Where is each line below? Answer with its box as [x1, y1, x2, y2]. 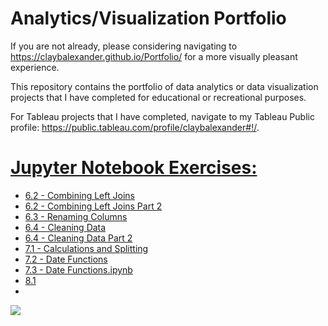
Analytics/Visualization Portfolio [10, 7, 287, 30]
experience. [10, 61, 60, 73]
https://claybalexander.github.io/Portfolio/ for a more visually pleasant [10, 50, 298, 62]
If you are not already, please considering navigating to [10, 40, 238, 52]
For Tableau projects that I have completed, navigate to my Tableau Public [10, 110, 315, 122]
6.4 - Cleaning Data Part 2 [24, 232, 133, 244]
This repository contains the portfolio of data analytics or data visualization [10, 80, 319, 92]
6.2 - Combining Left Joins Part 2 [24, 200, 163, 212]
